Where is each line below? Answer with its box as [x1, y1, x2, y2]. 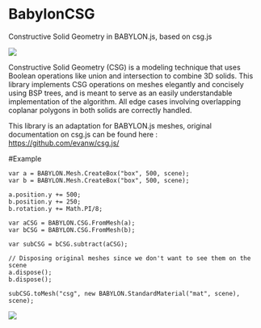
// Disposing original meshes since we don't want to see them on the [8, 254, 251, 263]
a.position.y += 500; [8, 191, 82, 199]
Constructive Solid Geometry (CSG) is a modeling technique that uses [8, 62, 241, 72]
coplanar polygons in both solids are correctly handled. [8, 105, 192, 115]
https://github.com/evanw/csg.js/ [8, 138, 120, 148]
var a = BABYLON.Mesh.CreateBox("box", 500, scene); [8, 169, 190, 178]
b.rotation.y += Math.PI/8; [8, 204, 103, 212]
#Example [8, 153, 42, 163]
